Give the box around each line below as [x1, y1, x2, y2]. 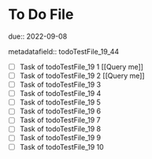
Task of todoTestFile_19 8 [19, 124, 102, 134]
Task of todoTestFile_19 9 [19, 133, 102, 142]
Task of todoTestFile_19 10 [19, 142, 104, 151]
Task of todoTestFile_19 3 [19, 80, 102, 90]
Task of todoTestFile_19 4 [19, 89, 102, 98]
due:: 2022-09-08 [8, 31, 68, 41]
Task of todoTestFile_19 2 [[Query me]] [19, 71, 145, 80]
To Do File [8, 6, 74, 24]
